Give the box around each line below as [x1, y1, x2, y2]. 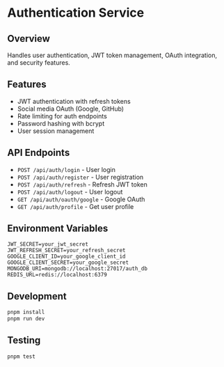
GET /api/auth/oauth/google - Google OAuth [17, 195, 145, 203]
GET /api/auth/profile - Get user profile [17, 202, 134, 210]
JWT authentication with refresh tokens [17, 97, 131, 105]
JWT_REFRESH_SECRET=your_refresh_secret [7, 247, 127, 254]
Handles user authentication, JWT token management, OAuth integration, [7, 51, 218, 59]
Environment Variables [7, 223, 109, 235]
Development [7, 290, 67, 302]
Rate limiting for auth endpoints [17, 111, 108, 120]
